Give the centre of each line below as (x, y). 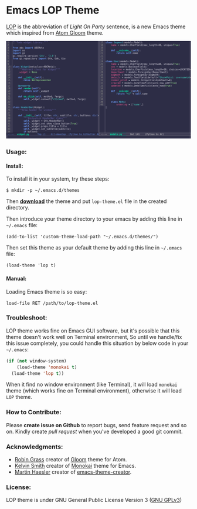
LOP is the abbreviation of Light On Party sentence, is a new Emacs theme (96, 26)
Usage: (17, 152)
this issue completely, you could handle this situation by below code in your (97, 343)
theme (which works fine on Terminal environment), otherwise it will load (94, 391)
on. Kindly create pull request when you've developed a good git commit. (94, 431)
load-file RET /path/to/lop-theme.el (52, 303)
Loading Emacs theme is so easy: (47, 291)
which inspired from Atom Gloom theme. (55, 32)
